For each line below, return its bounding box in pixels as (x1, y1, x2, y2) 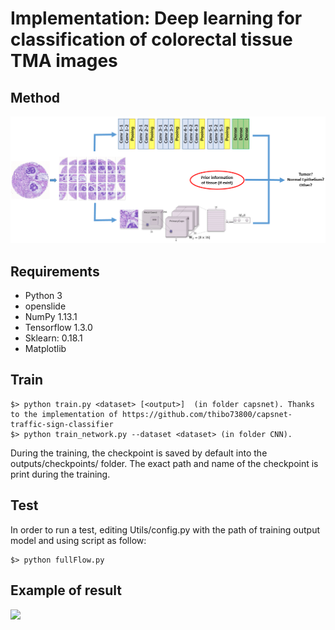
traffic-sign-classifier (10, 419, 114, 429)
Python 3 (24, 290, 63, 302)
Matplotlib (24, 343, 67, 355)
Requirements (10, 263, 100, 280)
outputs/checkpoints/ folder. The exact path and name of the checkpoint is (10, 457, 319, 469)
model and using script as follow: (10, 534, 147, 546)
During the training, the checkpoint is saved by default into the (10, 447, 268, 459)
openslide (24, 300, 67, 312)
